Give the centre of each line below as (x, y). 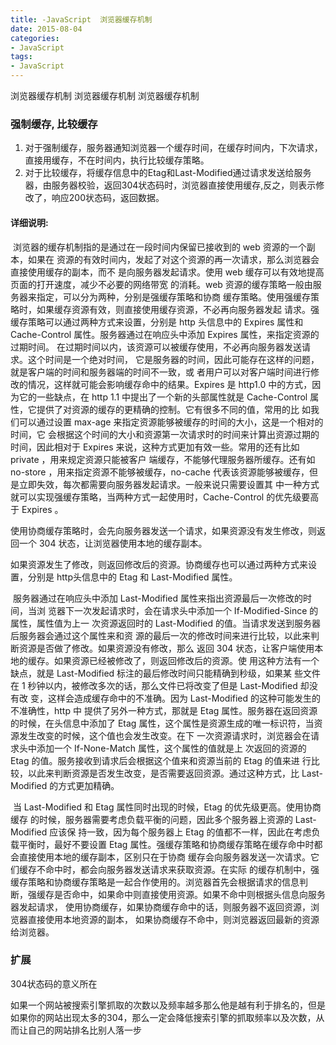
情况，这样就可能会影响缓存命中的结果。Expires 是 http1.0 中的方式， (170, 384)
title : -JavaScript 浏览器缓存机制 (81, 19)
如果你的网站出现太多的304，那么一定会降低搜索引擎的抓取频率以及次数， (163, 1017)
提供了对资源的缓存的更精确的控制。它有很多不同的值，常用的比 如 (173, 409)
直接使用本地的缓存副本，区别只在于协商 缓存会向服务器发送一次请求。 (164, 857)
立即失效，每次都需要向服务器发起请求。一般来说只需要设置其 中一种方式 (169, 484)
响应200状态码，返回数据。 (108, 198)
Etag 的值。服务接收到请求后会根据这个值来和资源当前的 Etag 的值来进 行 (161, 760)
